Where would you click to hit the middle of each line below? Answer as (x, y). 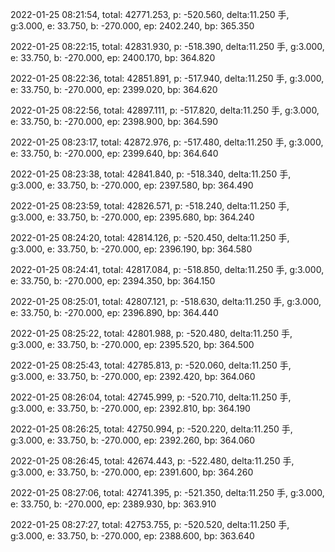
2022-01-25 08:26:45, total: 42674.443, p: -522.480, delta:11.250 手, (152, 461)
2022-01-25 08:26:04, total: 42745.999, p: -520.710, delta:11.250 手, (151, 397)
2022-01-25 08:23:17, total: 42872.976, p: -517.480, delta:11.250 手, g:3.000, (167, 142)
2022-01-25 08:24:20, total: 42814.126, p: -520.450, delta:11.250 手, (150, 237)
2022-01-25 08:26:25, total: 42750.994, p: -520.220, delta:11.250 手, (151, 429)
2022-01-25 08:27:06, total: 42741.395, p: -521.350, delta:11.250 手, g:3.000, (167, 492)
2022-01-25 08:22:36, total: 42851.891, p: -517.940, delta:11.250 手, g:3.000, (167, 78)
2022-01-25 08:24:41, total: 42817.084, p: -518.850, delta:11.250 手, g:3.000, (167, 269)
